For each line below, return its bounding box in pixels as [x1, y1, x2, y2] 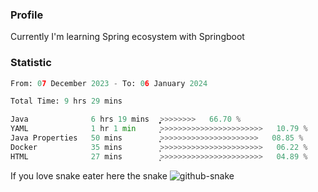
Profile [10, 8, 44, 22]
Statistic [10, 56, 52, 70]
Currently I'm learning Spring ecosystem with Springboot [10, 31, 245, 43]
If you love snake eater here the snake [10, 169, 168, 182]
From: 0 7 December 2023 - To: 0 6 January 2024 [10, 78, 208, 88]
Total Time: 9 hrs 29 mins [10, 96, 123, 107]
